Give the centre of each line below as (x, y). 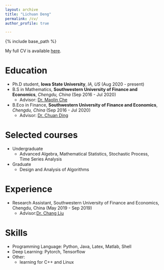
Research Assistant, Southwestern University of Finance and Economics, (86, 203)
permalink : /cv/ (22, 19)
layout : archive (22, 10)
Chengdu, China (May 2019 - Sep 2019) (52, 208)
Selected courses (42, 135)
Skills (16, 233)
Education (26, 71)
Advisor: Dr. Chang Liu (42, 213)
